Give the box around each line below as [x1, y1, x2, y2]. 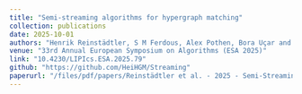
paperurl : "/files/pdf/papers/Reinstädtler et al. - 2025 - [9, 72, 240, 81]
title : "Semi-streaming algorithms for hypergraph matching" [9, 13, 244, 22]
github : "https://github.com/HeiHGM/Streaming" [9, 64, 191, 73]
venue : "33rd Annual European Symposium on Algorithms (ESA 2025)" [9, 47, 268, 56]
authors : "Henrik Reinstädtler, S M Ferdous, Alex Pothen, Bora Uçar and [9, 38, 292, 47]
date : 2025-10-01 [9, 30, 75, 38]
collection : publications [9, 21, 106, 30]
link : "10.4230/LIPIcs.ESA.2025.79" [9, 55, 147, 64]
